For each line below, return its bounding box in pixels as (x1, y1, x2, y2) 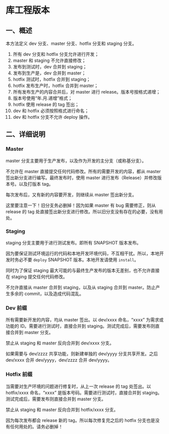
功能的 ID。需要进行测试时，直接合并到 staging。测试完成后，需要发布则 (6, 323, 155, 329)
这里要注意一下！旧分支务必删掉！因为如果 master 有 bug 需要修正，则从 (6, 202, 156, 208)
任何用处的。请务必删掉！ (10, 423, 63, 429)
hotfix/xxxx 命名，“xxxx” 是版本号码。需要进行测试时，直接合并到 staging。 (6, 389, 162, 395)
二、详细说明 (6, 130, 46, 139)
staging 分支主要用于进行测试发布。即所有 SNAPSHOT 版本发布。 (6, 239, 141, 245)
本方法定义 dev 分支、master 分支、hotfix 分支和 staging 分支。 (6, 41, 137, 46)
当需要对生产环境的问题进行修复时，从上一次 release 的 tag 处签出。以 (6, 383, 151, 389)
